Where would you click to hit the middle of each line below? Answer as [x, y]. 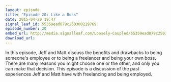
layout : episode [22, 10]
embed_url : [17, 33]
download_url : [20, 38]
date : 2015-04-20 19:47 [31, 19]
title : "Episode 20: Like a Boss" [42, 15]
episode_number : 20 [26, 29]
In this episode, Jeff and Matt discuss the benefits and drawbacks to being [84, 52]
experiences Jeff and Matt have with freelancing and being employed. [79, 74]
